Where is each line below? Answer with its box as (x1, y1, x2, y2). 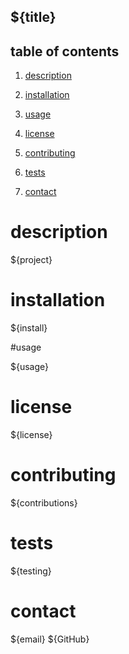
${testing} (10, 565, 52, 577)
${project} (10, 254, 53, 266)
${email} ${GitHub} (10, 633, 90, 645)
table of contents (10, 43, 120, 60)
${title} (10, 9, 57, 26)
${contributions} (10, 496, 78, 509)
